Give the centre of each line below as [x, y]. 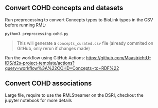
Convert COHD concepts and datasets [64, 8]
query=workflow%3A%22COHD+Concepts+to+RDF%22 [62, 68]
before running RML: [26, 25]
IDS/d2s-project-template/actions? [40, 63]
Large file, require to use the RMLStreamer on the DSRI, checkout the [74, 95]
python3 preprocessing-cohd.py [37, 34]
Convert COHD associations [48, 83]
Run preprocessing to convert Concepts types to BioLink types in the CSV [79, 19]
